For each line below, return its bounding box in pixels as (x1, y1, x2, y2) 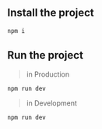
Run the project (7, 48, 83, 62)
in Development (26, 99, 77, 108)
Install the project (7, 6, 94, 20)
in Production (26, 70, 70, 79)
